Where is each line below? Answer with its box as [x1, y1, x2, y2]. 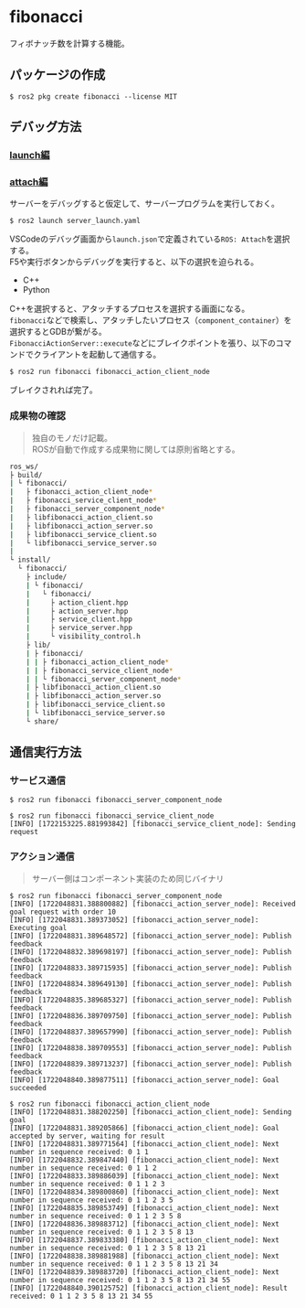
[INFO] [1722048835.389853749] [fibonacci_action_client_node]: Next [9, 1203, 280, 1213]
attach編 [9, 176, 48, 188]
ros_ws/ [9, 462, 39, 471]
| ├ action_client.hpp [26, 597, 129, 607]
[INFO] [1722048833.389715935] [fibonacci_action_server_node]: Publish [9, 963, 292, 972]
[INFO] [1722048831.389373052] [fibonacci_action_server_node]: [9, 915, 259, 925]
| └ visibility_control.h [26, 632, 142, 641]
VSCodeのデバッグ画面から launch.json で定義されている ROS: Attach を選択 [9, 233, 290, 244]
